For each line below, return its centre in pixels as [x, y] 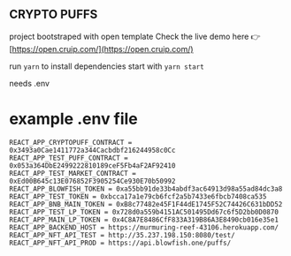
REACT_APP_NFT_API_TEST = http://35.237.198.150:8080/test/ [123, 235]
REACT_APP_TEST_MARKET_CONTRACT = [73, 173]
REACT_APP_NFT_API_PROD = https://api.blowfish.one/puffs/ [120, 243]
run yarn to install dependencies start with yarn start [107, 66]
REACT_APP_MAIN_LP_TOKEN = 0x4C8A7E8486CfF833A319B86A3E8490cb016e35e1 [144, 220]
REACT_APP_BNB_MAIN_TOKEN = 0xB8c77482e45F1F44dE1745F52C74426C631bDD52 [146, 204]
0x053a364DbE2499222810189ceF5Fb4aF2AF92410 [92, 166]
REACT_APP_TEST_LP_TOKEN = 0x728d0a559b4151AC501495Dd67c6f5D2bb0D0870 [144, 212]
